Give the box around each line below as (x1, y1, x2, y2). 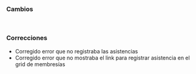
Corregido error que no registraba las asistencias (15, 47, 138, 55)
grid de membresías (15, 60, 66, 68)
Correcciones (6, 34, 47, 42)
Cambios (6, 5, 33, 13)
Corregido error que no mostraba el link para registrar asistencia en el (15, 54, 190, 61)
